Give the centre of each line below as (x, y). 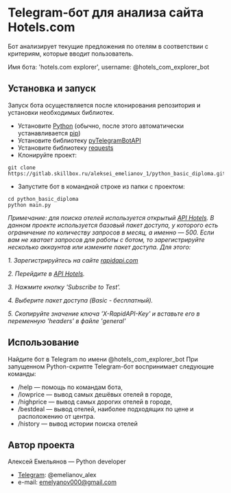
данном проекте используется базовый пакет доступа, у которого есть (113, 225)
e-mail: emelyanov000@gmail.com (67, 482)
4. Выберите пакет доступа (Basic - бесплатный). (81, 300)
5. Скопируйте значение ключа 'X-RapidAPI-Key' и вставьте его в (104, 314)
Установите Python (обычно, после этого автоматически (101, 126)
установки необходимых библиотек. (61, 112)
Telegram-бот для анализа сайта (106, 13)
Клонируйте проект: (47, 155)
